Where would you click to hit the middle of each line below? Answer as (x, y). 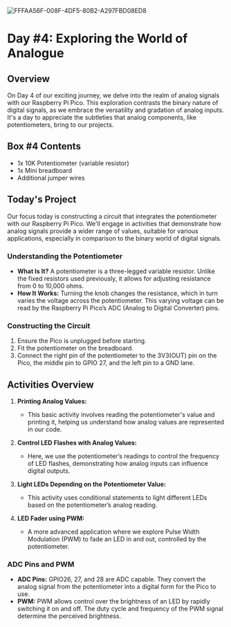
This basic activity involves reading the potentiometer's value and (121, 415)
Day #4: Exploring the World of (98, 39)
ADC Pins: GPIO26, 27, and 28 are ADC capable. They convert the (111, 579)
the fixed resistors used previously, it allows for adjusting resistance (114, 278)
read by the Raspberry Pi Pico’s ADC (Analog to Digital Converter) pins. (118, 308)
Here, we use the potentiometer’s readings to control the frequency (123, 456)
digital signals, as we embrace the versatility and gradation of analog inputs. (115, 110)
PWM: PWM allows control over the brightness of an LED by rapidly (114, 601)
